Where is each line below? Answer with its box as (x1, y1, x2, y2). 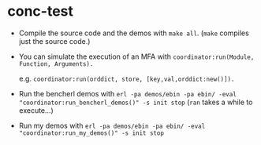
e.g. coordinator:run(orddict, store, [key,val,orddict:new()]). (18, 74, 235, 83)
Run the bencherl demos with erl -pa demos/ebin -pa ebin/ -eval (18, 89, 237, 98)
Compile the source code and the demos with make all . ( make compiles (18, 28, 249, 38)
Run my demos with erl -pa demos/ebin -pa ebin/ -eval (18, 121, 206, 130)
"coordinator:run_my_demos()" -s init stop (18, 129, 165, 137)
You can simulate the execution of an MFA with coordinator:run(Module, (18, 52, 255, 61)
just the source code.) (18, 36, 91, 45)
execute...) (18, 105, 54, 115)
